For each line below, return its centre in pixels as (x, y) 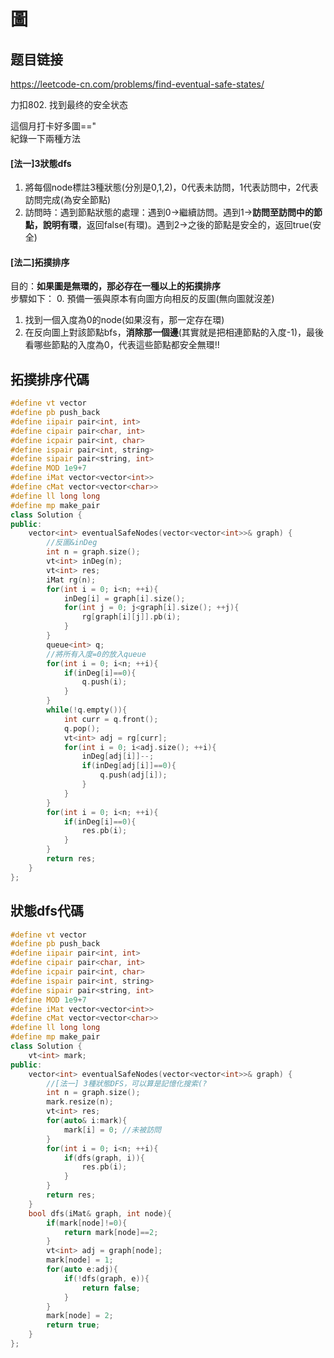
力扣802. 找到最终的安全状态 (69, 104)
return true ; (73, 1325)
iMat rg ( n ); (71, 580)
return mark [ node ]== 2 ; (111, 1232)
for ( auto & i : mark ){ (87, 1121)
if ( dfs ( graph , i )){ (104, 1158)
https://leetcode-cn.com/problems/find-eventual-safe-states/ (137, 84)
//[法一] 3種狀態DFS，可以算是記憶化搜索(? (127, 1083)
